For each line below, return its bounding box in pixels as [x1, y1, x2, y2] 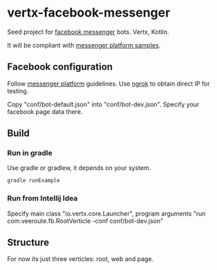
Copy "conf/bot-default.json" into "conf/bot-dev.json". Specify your [7, 100, 200, 108]
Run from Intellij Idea [7, 193, 78, 203]
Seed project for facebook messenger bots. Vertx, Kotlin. [7, 28, 169, 36]
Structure [7, 237, 50, 248]
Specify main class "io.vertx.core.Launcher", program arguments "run [7, 209, 206, 218]
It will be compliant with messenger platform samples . [7, 41, 161, 49]
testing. [7, 86, 29, 95]
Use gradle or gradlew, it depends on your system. [7, 164, 151, 172]
